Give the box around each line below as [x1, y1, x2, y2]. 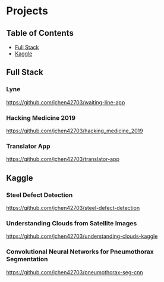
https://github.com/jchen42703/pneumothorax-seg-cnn [6, 268, 144, 275]
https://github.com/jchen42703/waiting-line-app [6, 98, 125, 106]
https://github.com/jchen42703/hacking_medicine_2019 [6, 127, 144, 134]
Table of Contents [6, 28, 74, 38]
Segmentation [6, 255, 48, 264]
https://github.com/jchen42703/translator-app [6, 156, 120, 163]
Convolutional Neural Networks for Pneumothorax [6, 247, 154, 256]
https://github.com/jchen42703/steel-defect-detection [6, 204, 140, 211]
